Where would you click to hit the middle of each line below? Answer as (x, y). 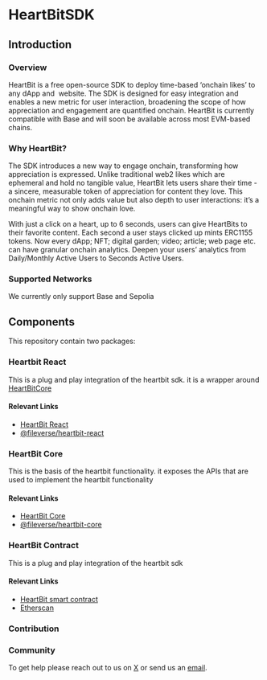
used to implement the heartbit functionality (81, 480)
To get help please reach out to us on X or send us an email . (108, 668)
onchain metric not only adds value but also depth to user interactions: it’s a (134, 200)
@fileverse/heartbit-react (62, 432)
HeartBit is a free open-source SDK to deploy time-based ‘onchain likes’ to (132, 84)
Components (41, 322)
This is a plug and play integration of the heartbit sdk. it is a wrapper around (134, 379)
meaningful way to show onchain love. (72, 209)
